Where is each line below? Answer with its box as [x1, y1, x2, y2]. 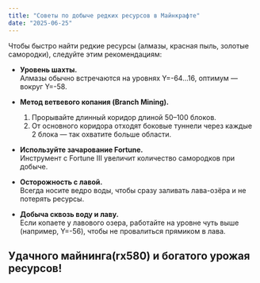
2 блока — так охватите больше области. [31, 129, 172, 139]
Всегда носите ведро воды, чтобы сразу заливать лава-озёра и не [19, 185, 247, 195]
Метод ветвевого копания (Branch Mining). [19, 97, 169, 107]
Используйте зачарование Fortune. [19, 145, 143, 154]
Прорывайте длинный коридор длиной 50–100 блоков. [31, 112, 216, 122]
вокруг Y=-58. [19, 81, 67, 91]
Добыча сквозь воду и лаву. [19, 209, 119, 219]
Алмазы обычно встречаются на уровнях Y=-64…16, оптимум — [19, 73, 238, 83]
